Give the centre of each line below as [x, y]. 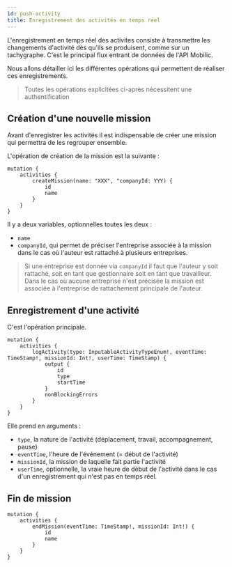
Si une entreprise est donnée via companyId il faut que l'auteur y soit [121, 266]
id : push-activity [34, 14]
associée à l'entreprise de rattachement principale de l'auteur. [114, 288]
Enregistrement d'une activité [73, 310]
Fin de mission [39, 498]
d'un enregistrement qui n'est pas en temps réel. [87, 476]
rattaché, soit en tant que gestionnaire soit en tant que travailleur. [118, 274]
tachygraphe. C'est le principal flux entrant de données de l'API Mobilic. [110, 55]
